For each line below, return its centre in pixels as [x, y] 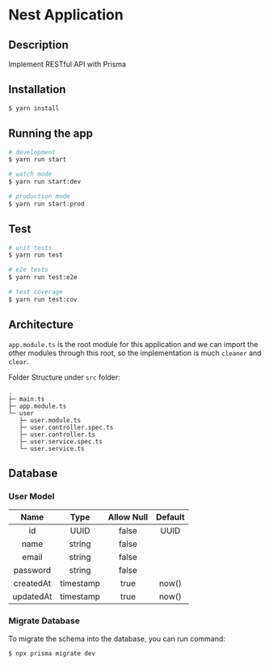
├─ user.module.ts [50, 420]
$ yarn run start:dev [45, 182]
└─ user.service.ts [52, 448]
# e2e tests [28, 270]
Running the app [50, 134]
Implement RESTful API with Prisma [67, 64]
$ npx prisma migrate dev [52, 653]
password [32, 571]
